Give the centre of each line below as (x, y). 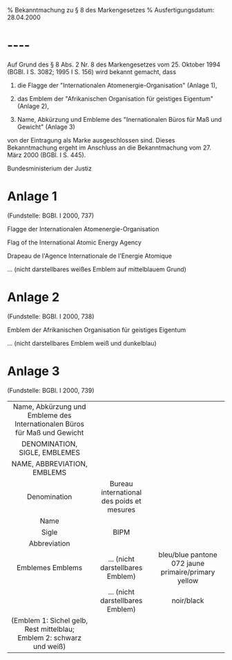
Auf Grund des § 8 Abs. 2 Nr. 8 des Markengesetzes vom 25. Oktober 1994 (114, 64)
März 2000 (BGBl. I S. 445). (47, 154)
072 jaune (188, 563)
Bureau (121, 483)
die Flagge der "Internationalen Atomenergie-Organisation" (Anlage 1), (117, 85)
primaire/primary (188, 572)
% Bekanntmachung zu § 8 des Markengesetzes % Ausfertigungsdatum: (111, 10)
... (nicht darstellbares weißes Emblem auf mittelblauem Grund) (97, 269)
